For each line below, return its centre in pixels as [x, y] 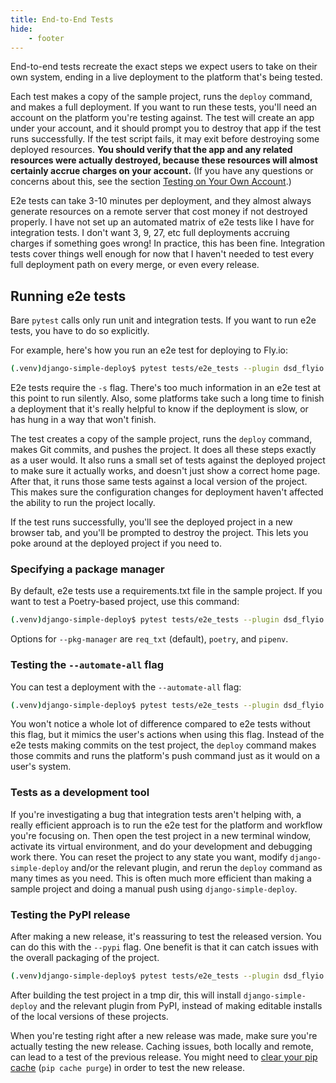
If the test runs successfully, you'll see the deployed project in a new [151, 522]
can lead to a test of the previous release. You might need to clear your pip [164, 1057]
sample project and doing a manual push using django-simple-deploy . [154, 888]
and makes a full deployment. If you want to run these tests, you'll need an [163, 107]
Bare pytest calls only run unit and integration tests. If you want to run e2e [163, 320]
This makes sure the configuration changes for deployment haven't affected [167, 492]
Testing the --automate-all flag [87, 665]
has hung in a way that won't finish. [83, 420]
